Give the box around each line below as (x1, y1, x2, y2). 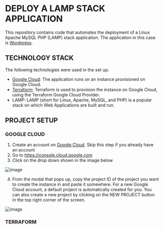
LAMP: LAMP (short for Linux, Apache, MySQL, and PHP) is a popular (12, 97, 152, 103)
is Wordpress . (5, 39, 33, 45)
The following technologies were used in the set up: (5, 67, 109, 73)
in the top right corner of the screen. (12, 197, 85, 203)
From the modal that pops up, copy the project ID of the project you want (12, 176, 159, 182)
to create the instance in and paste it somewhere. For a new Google (12, 181, 148, 188)
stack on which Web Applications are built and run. (12, 102, 115, 108)
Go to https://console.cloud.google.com (12, 152, 93, 158)
